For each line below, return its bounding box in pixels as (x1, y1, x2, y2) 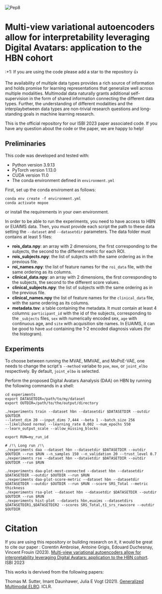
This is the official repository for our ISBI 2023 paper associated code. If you (5, 120, 158, 126)
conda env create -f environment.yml (5, 196, 81, 201)
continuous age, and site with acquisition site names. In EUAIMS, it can (12, 320, 155, 326)
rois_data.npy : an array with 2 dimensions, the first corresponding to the (12, 243, 158, 249)
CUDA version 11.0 (12, 172, 49, 178)
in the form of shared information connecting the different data (29, 95, 155, 101)
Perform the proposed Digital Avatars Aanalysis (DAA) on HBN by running (5, 378, 151, 383)
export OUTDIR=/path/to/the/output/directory (5, 400, 98, 405)
